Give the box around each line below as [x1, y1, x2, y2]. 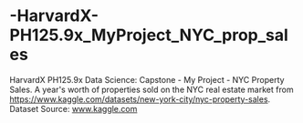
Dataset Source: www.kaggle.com [9, 103, 138, 114]
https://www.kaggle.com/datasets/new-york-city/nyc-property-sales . [9, 93, 271, 105]
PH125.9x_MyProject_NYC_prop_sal [9, 25, 289, 46]
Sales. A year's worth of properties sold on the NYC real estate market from [9, 84, 294, 95]
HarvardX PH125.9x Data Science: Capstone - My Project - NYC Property [9, 74, 285, 85]
